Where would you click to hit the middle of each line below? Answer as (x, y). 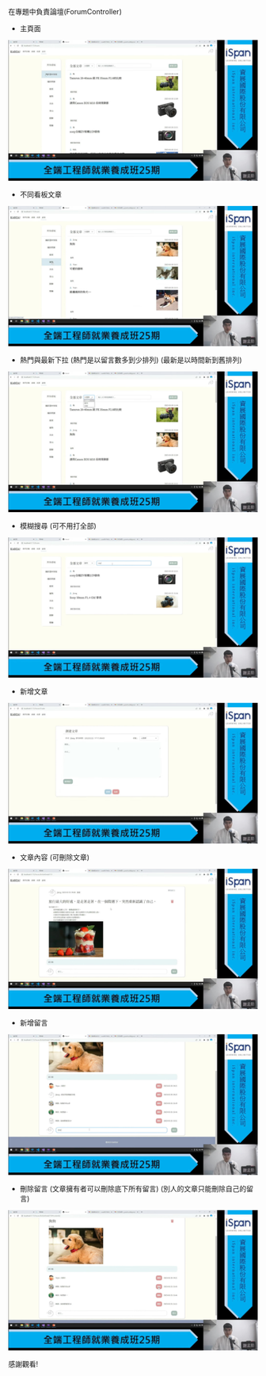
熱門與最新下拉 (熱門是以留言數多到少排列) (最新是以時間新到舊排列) (131, 360)
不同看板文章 (40, 194)
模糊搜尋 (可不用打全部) (58, 526)
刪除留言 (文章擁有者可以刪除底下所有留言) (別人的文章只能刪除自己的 (133, 1188)
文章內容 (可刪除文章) (54, 857)
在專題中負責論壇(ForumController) (65, 11)
